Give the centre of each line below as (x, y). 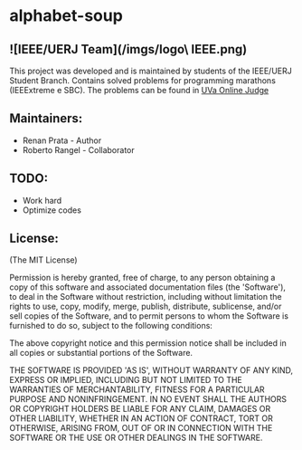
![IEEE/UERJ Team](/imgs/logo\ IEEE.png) (128, 49)
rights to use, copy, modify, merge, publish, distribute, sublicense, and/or (146, 306)
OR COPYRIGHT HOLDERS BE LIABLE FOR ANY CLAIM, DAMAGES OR (140, 409)
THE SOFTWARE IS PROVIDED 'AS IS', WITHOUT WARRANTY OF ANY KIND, (151, 370)
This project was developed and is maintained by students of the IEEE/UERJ (151, 71)
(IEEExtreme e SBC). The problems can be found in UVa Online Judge (139, 90)
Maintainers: (46, 119)
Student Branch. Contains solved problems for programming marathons (142, 81)
